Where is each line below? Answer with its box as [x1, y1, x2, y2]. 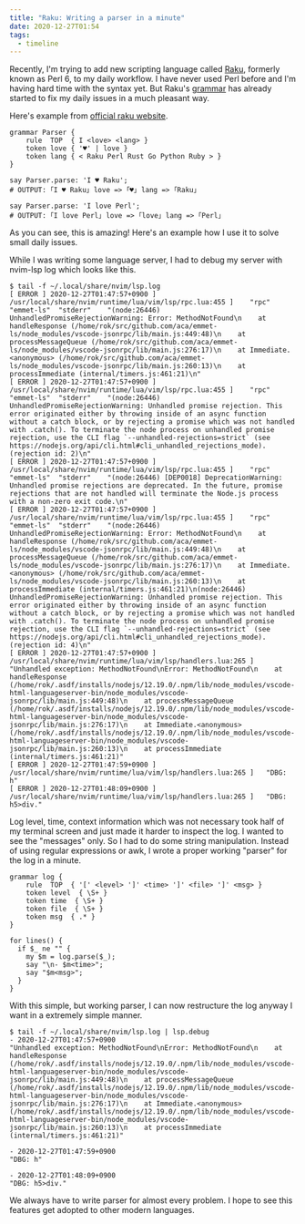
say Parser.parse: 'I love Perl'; [9, 201, 141, 211]
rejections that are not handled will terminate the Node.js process [9, 489, 280, 499]
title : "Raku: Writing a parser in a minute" [9, 13, 185, 23]
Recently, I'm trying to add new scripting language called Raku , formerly [9, 64, 280, 75]
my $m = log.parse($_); [25, 952, 117, 962]
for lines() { [9, 936, 64, 946]
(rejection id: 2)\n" [9, 449, 92, 458]
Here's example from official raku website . [9, 110, 168, 121]
